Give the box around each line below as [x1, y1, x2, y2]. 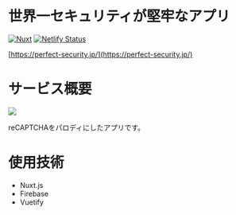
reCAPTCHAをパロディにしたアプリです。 [8, 123, 145, 132]
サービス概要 [8, 80, 93, 98]
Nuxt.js [19, 180, 44, 190]
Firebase [19, 189, 49, 198]
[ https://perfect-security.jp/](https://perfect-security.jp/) [8, 49, 193, 59]
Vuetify [19, 197, 44, 207]
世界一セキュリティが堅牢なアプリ [8, 7, 230, 25]
